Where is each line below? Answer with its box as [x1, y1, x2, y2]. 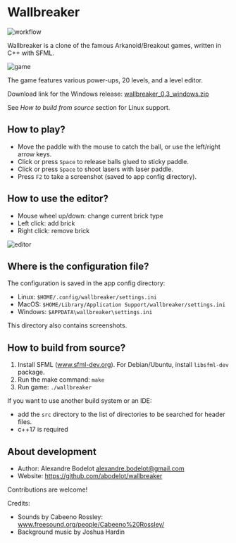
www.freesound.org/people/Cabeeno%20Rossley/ [17, 520, 165, 528]
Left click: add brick [17, 219, 75, 227]
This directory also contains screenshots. [7, 321, 128, 330]
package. [17, 368, 45, 377]
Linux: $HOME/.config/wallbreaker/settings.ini [17, 293, 157, 301]
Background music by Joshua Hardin [17, 528, 125, 536]
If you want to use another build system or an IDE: [7, 397, 153, 405]
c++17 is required [17, 425, 68, 434]
